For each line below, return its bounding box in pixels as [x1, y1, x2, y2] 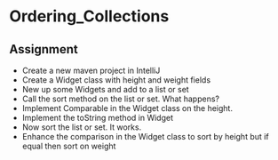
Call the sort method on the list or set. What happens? [21, 93, 220, 104]
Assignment [9, 42, 78, 57]
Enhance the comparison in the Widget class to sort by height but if [21, 132, 269, 141]
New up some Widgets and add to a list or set [21, 84, 189, 94]
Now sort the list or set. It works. [21, 122, 142, 132]
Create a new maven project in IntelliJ [21, 65, 161, 76]
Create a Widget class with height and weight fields [21, 75, 211, 85]
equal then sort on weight [21, 140, 116, 151]
